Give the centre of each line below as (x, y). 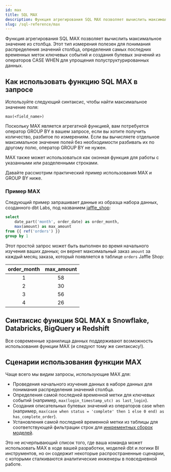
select (12, 217)
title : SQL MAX (21, 15)
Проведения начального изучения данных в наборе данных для (82, 384)
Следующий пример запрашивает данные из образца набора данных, (82, 202)
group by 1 (17, 236)
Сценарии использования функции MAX (74, 362)
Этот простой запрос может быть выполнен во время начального (77, 246)
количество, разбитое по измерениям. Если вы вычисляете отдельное (82, 137)
